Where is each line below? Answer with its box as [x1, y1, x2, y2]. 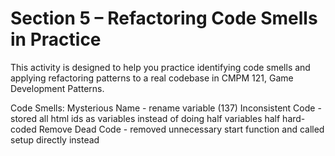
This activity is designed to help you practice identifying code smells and [10, 61, 311, 73]
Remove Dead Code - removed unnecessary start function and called [38, 123, 325, 135]
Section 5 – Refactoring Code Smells [10, 7, 318, 30]
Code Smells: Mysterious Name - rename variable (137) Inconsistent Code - [10, 102, 322, 114]
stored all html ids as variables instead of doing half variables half [10, 112, 281, 124]
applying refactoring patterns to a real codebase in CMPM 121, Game [10, 72, 294, 84]
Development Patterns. [10, 82, 105, 94]
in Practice [10, 28, 102, 51]
